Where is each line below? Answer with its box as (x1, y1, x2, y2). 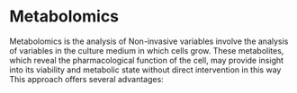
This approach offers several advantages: (9, 73, 164, 84)
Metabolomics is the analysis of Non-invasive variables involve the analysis (9, 36, 289, 46)
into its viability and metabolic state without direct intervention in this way (9, 64, 282, 75)
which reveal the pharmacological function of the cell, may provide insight (9, 55, 284, 65)
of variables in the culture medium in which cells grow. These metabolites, (9, 45, 284, 55)
